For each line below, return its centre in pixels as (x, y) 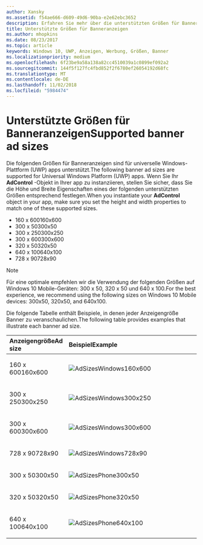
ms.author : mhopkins (32, 35)
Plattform (18, 170)
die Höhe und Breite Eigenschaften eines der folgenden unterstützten (93, 189)
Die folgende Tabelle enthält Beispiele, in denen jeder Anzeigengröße (92, 313)
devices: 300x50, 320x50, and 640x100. (57, 301)
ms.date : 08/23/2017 (32, 40)
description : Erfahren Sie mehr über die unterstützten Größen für (93, 23)
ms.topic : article (29, 46)
